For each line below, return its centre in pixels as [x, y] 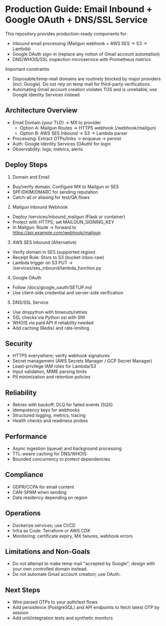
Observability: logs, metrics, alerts [48, 149]
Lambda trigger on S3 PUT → [43, 262]
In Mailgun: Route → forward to [44, 227]
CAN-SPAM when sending [39, 492]
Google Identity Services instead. [47, 95]
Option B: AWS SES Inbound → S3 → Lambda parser [74, 133]
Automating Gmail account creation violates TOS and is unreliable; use [84, 89]
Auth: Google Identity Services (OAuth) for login [62, 144]
